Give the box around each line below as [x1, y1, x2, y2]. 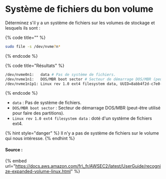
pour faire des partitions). [12, 110, 64, 116]
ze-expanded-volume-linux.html [5, 168, 71, 174]
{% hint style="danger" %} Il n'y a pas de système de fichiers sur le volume [5, 130, 159, 136]
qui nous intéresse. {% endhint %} [5, 136, 75, 142]
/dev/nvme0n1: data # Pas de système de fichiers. [5, 72, 116, 77]
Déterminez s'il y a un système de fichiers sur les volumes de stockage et [5, 20, 155, 26]
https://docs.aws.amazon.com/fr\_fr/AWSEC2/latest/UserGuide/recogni [15, 163, 161, 169]
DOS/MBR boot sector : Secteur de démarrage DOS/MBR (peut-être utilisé [12, 105, 161, 111]
